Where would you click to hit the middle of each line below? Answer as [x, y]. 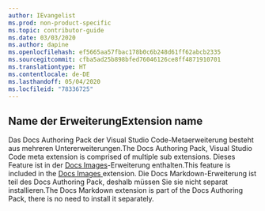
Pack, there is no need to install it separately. [81, 199]
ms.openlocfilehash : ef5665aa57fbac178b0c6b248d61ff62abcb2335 [115, 52]
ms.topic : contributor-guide [56, 30]
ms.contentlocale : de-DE [49, 74]
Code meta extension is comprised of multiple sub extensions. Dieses [122, 157]
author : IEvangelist [42, 15]
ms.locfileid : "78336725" [51, 89]
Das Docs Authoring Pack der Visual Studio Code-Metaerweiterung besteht [131, 140]
